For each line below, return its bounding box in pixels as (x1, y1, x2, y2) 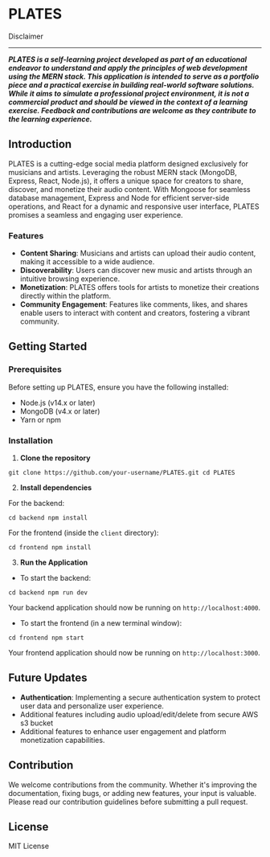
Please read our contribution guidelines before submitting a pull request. (8, 797, 248, 806)
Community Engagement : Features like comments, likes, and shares (19, 300, 248, 309)
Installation (8, 435, 54, 446)
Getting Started (8, 340, 88, 353)
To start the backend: (19, 573, 91, 583)
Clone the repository (19, 453, 91, 463)
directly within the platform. (19, 291, 112, 301)
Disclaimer (8, 31, 44, 41)
